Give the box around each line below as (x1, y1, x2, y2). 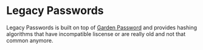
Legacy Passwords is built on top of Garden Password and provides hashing (6, 24, 198, 31)
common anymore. (6, 37, 53, 44)
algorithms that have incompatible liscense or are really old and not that (6, 30, 186, 37)
